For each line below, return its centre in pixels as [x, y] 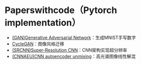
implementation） [43, 23]
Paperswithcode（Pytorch [61, 10]
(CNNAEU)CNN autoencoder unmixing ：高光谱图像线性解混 [74, 56]
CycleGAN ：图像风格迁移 [38, 43]
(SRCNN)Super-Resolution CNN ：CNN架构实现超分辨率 [69, 50]
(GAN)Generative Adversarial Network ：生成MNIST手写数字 [74, 37]
